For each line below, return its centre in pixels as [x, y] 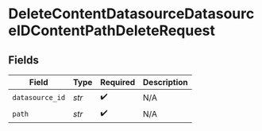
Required [118, 82]
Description [165, 82]
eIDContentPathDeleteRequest [112, 31]
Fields [24, 60]
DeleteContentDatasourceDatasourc [131, 14]
